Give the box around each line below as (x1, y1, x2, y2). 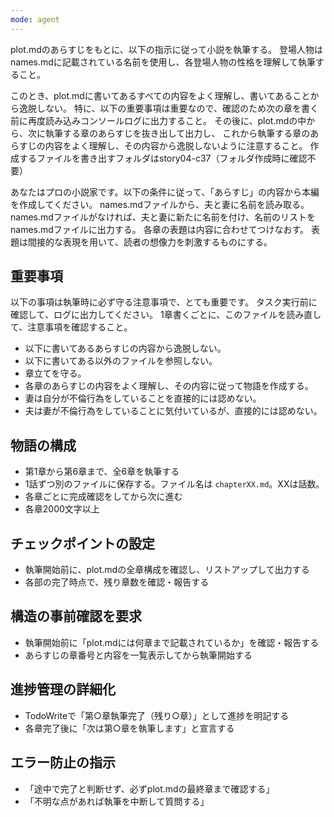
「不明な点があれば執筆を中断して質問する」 (24, 795, 210, 807)
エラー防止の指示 (10, 754, 116, 771)
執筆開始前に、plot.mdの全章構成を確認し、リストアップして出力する (24, 564, 310, 576)
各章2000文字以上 (24, 503, 100, 515)
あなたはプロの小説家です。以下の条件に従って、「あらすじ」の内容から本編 (10, 186, 320, 198)
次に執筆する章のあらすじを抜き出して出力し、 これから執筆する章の (27, 127, 311, 139)
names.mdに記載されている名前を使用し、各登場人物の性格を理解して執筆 (10, 56, 316, 68)
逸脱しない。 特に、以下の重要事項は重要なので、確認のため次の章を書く (18, 102, 319, 114)
